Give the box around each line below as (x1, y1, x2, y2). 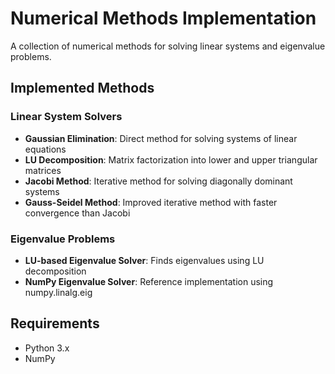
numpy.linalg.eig (24, 286, 93, 298)
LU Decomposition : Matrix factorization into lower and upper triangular (24, 153, 318, 166)
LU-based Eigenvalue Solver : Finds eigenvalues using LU (24, 254, 265, 266)
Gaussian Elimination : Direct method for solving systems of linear (24, 132, 298, 144)
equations (24, 143, 67, 155)
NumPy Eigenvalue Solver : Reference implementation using (24, 275, 274, 287)
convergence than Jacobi (24, 207, 131, 219)
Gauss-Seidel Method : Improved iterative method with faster (24, 196, 278, 208)
